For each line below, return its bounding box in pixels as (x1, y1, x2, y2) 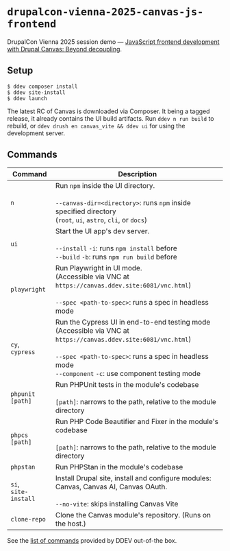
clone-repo (10, 515, 46, 523)
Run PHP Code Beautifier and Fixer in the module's (55, 417, 219, 426)
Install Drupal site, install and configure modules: (55, 473, 212, 482)
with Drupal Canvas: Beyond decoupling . (7, 45, 122, 53)
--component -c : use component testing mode (55, 368, 201, 378)
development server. (7, 129, 66, 137)
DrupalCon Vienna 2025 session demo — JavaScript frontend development (7, 37, 220, 46)
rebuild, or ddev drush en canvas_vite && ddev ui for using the (7, 121, 186, 130)
